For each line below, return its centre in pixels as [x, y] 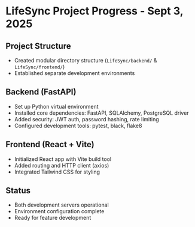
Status [18, 191]
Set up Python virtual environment [56, 106]
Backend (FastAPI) [41, 92]
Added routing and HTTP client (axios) [62, 165]
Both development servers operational [61, 205]
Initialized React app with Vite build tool [63, 159]
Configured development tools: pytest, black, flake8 [78, 126]
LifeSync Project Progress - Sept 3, [95, 11]
